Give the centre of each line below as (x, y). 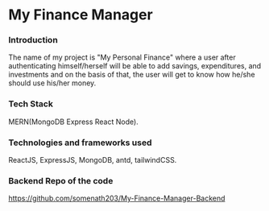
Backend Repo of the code (61, 181)
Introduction (33, 40)
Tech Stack (31, 104)
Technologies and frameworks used (80, 143)
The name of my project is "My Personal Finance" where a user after (122, 57)
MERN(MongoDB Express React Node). (73, 122)
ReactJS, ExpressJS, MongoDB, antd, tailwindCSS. (93, 160)
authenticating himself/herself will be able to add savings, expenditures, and (135, 66)
